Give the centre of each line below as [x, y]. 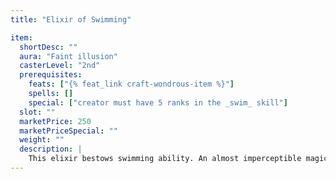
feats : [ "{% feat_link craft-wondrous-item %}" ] [131, 84]
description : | [51, 149]
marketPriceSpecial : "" [68, 131]
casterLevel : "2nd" [60, 66]
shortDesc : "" [48, 47]
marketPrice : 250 [55, 121]
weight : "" [42, 140]
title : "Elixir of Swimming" [71, 19]
